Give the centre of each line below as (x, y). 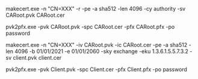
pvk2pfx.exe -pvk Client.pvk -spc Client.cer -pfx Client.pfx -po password (97, 69)
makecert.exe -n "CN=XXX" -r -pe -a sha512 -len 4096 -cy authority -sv (96, 9)
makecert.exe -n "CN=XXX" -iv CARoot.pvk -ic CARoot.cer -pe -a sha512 (97, 45)
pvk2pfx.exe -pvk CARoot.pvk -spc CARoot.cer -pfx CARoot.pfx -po (90, 27)
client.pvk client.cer (37, 58)
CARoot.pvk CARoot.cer (35, 15)
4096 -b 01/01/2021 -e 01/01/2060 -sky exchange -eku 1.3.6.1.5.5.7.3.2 (101, 51)
